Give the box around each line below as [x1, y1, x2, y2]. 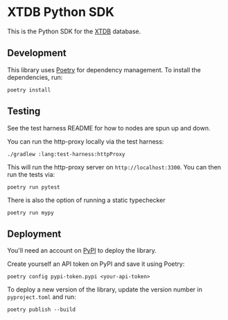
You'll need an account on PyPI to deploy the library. [7, 246, 157, 255]
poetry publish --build [7, 306, 76, 313]
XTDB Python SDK [7, 4, 114, 20]
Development [7, 47, 67, 59]
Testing [7, 106, 41, 117]
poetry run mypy [7, 209, 54, 216]
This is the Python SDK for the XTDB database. [7, 27, 141, 35]
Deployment [7, 228, 62, 239]
